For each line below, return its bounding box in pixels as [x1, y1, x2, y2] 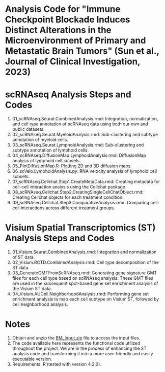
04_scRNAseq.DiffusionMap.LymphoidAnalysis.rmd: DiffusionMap [12, 152, 146, 158]
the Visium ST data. [12, 286, 52, 292]
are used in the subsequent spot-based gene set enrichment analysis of [12, 280, 158, 287]
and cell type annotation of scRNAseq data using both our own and [12, 121, 148, 127]
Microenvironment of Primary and [5, 35, 146, 46]
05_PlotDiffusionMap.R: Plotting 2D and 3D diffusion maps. [12, 163, 132, 169]
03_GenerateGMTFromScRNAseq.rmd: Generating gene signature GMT [12, 270, 157, 276]
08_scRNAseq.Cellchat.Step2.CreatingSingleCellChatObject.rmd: [12, 189, 144, 195]
